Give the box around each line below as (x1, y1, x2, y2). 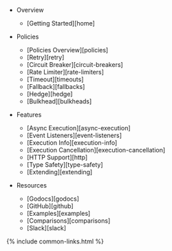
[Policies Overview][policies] (26, 46, 109, 54)
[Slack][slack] (26, 224, 67, 232)
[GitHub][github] (26, 202, 74, 210)
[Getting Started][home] (26, 19, 96, 27)
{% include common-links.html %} (6, 237, 105, 245)
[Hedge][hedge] (26, 90, 73, 98)
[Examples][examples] (26, 210, 91, 217)
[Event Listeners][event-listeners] (26, 131, 122, 139)
